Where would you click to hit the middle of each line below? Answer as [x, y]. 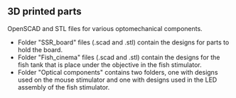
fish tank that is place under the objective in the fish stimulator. [110, 65]
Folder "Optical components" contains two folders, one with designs [118, 72]
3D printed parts [44, 12]
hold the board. [40, 49]
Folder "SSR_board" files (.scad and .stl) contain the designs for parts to [123, 42]
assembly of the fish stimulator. [64, 87]
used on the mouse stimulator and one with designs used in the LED [117, 80]
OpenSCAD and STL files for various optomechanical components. [105, 28]
